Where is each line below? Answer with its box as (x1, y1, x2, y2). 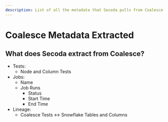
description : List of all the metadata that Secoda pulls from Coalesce (5, 7, 163, 13)
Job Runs (20, 84, 41, 90)
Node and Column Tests (20, 68, 71, 74)
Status (28, 90, 42, 96)
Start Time (28, 95, 50, 102)
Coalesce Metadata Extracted (5, 29, 134, 41)
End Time (28, 101, 49, 107)
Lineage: (12, 106, 32, 112)
